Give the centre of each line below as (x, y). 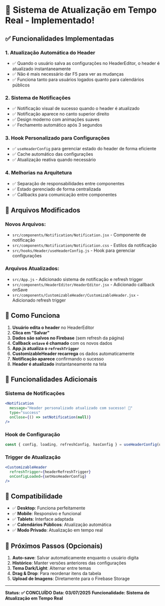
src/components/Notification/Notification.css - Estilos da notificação (84, 246)
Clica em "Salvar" (31, 332)
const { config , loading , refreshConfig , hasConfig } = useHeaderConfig (81, 444)
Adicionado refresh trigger (39, 300)
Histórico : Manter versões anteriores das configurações (69, 563)
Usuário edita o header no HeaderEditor (53, 327)
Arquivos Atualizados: (32, 269)
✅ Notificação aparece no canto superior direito (61, 114)
